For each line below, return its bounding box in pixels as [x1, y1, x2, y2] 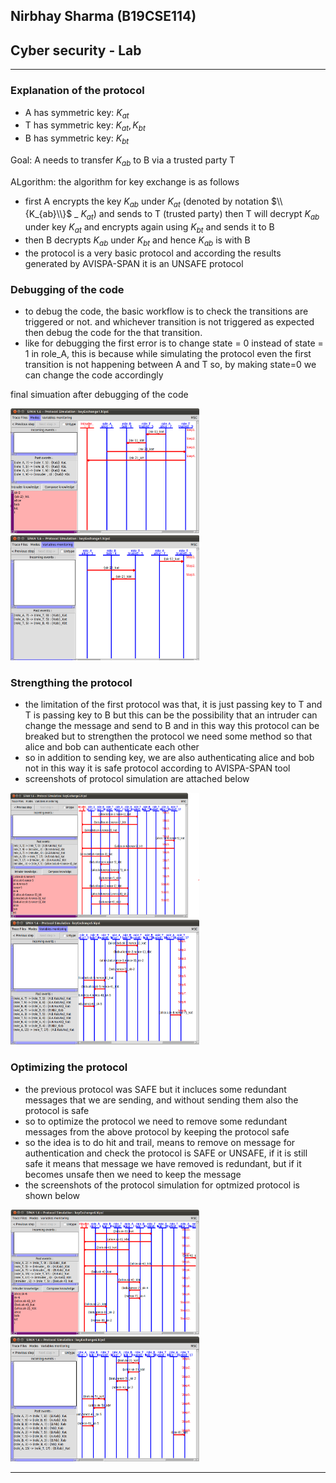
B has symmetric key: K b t [24, 132, 130, 146]
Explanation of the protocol [10, 84, 145, 98]
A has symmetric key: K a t [24, 106, 130, 121]
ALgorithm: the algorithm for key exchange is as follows [10, 175, 240, 188]
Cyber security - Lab [10, 42, 142, 59]
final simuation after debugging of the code [10, 389, 189, 401]
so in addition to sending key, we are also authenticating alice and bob [24, 752, 315, 764]
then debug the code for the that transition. [24, 327, 203, 339]
